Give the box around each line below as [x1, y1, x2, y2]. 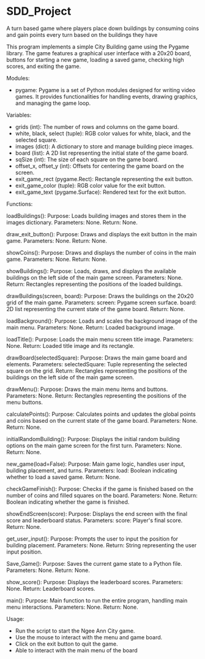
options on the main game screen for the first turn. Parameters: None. [6, 442, 182, 449]
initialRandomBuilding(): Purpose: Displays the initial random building [6, 435, 180, 442]
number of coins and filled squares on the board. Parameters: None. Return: [6, 491, 198, 499]
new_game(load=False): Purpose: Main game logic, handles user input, [6, 460, 185, 468]
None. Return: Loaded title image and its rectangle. [6, 342, 135, 349]
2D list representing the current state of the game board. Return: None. [6, 305, 185, 312]
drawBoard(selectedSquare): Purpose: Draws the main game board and [6, 354, 187, 361]
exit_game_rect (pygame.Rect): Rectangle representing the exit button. [15, 175, 193, 182]
